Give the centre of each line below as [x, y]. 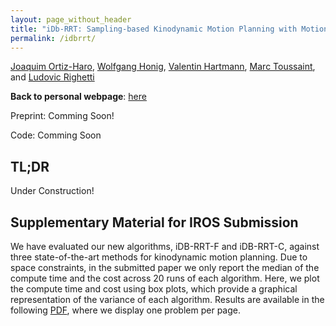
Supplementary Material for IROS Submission [154, 222]
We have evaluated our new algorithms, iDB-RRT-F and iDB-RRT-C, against [165, 246]
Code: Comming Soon [56, 135]
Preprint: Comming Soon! [62, 116]
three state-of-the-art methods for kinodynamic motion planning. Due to [159, 257]
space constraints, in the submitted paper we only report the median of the [165, 267]
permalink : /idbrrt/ [53, 38]
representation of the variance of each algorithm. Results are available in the [167, 299]
